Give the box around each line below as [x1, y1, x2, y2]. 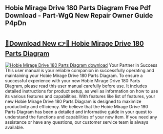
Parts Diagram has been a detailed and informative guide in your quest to [5, 109, 152, 115]
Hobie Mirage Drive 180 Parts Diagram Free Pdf [5, 4, 151, 12]
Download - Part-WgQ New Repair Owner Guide [5, 12, 153, 20]
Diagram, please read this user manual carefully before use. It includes [5, 83, 147, 89]
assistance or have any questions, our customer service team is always [5, 119, 149, 125]
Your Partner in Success [109, 62, 158, 68]
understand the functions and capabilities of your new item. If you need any [5, 114, 158, 120]
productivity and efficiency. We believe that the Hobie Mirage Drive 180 [5, 104, 148, 109]
